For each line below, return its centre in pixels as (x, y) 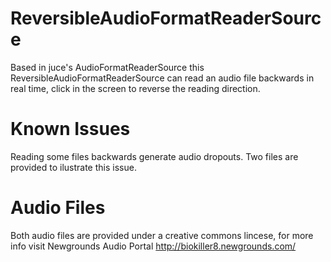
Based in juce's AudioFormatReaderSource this (107, 67)
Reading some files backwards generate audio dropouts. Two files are (154, 156)
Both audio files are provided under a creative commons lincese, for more (162, 235)
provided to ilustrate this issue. (73, 167)
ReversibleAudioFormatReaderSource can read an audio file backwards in (162, 78)
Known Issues (70, 129)
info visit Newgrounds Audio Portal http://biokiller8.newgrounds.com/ (153, 246)
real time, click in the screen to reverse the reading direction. (135, 88)
